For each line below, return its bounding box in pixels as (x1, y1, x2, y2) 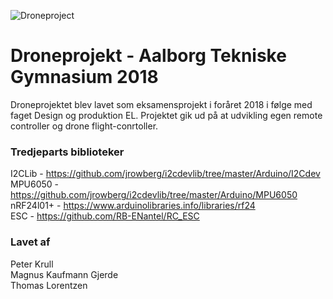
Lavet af (10, 235, 51, 249)
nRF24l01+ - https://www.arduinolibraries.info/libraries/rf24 (10, 200, 256, 212)
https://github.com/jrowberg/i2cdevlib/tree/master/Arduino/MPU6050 (10, 189, 298, 201)
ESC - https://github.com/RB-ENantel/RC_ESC (10, 210, 200, 222)
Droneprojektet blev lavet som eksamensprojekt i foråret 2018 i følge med (10, 98, 313, 110)
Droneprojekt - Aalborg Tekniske (10, 45, 287, 67)
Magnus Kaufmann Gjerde (10, 268, 119, 280)
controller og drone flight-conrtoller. (10, 120, 159, 132)
